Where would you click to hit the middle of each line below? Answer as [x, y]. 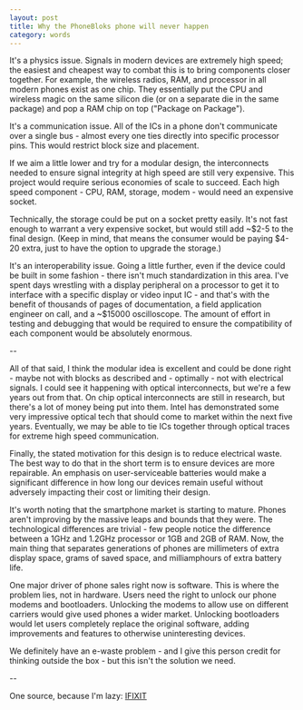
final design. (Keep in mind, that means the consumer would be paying [142, 239]
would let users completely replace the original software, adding [129, 624]
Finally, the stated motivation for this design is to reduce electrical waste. [146, 454]
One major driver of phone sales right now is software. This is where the [144, 586]
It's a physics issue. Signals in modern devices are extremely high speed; [147, 61]
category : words [40, 35]
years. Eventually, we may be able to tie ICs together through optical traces [150, 427]
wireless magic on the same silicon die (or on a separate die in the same [144, 99]
